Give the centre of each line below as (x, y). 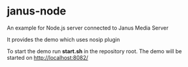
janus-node (37, 11)
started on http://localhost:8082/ (47, 57)
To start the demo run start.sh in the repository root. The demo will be (94, 51)
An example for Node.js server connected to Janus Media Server (88, 28)
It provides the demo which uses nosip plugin (63, 39)
